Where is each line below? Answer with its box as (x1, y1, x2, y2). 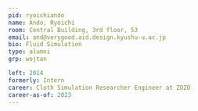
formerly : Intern (8, 76, 65, 84)
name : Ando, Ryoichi (8, 19, 76, 27)
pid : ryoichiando (8, 11, 65, 20)
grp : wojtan (8, 55, 47, 63)
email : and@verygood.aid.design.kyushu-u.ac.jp (8, 33, 167, 41)
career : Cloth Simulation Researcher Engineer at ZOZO (8, 84, 191, 91)
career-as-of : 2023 (8, 91, 72, 98)
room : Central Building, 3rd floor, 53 (8, 26, 139, 34)
